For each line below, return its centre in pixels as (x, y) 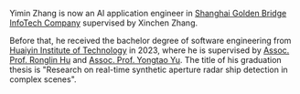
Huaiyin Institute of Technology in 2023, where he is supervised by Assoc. (150, 50)
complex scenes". (43, 79)
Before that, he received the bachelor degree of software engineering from (150, 41)
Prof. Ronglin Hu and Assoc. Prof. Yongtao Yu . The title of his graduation (145, 60)
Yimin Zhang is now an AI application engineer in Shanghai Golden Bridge (148, 13)
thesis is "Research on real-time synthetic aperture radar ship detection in (149, 69)
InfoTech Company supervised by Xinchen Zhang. (104, 23)
